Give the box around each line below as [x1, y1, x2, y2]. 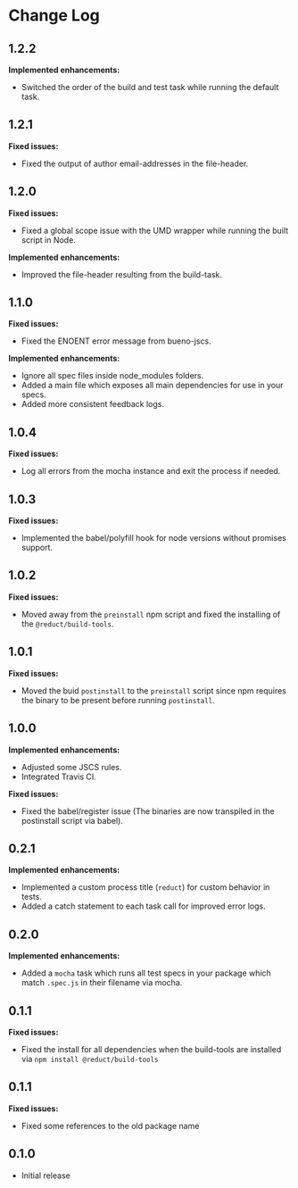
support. [21, 542, 54, 553]
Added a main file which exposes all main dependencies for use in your [21, 380, 284, 391]
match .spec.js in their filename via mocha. [21, 977, 183, 988]
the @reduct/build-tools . [21, 618, 114, 629]
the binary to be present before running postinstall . [21, 694, 215, 705]
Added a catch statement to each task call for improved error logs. [21, 901, 266, 911]
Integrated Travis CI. [21, 771, 97, 782]
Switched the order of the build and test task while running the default [21, 82, 279, 92]
